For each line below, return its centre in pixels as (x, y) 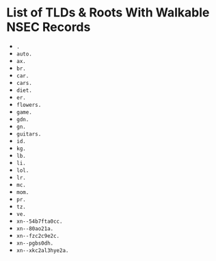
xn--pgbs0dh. (35, 243)
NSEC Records (49, 27)
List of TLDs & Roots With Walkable (108, 13)
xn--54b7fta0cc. (39, 221)
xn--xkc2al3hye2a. (42, 250)
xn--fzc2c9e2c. (38, 236)
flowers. (29, 105)
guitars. (29, 134)
